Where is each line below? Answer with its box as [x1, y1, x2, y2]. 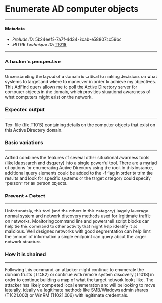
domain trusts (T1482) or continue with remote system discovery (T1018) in [5, 272, 154, 277]
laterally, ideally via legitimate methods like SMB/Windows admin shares [5, 287, 148, 293]
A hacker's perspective [5, 58, 61, 65]
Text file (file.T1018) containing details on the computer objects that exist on [5, 122, 156, 128]
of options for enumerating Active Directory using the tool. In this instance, [5, 165, 153, 171]
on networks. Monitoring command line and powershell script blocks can [5, 218, 150, 224]
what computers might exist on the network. [5, 94, 93, 100]
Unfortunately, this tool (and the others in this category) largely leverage [5, 208, 148, 214]
